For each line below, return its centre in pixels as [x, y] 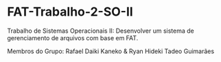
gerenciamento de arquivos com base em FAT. [73, 37]
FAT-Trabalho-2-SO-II [70, 12]
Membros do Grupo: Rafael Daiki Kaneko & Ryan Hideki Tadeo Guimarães [111, 51]
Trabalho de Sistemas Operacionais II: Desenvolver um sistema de [101, 31]
